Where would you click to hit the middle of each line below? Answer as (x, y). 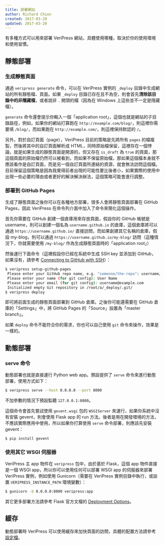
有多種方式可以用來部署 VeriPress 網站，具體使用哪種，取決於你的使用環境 (81, 38)
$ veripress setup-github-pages (38, 269)
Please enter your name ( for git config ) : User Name (62, 278)
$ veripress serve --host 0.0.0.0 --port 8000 (54, 391)
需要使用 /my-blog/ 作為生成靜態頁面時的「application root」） (89, 243)
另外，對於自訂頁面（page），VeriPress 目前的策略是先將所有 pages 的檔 (78, 139)
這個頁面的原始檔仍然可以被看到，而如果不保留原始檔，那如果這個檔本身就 (80, 158)
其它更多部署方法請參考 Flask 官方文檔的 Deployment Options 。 (69, 502)
